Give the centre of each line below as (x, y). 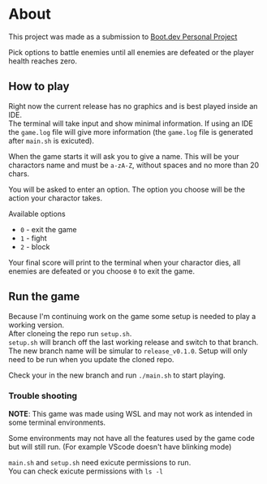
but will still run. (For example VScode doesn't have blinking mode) (120, 447)
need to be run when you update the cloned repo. (91, 359)
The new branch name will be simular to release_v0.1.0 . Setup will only (128, 351)
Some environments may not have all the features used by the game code (132, 438)
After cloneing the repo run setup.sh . (70, 333)
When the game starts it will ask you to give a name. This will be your (124, 156)
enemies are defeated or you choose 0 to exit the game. (102, 271)
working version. (37, 325)
